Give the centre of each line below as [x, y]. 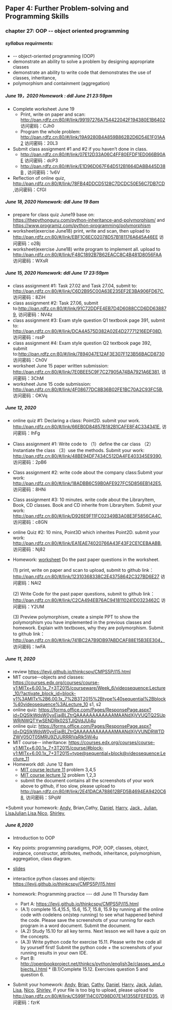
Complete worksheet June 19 [44, 109]
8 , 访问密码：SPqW [41, 798]
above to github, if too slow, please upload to [68, 786]
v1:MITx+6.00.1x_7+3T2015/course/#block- [58, 748]
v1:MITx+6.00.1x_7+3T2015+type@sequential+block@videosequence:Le [89, 753]
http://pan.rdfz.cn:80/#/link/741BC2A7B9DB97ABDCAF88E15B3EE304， [89, 641]
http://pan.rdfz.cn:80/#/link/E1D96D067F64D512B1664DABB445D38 [93, 167]
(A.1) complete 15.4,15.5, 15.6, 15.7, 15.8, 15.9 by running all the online [92, 910]
